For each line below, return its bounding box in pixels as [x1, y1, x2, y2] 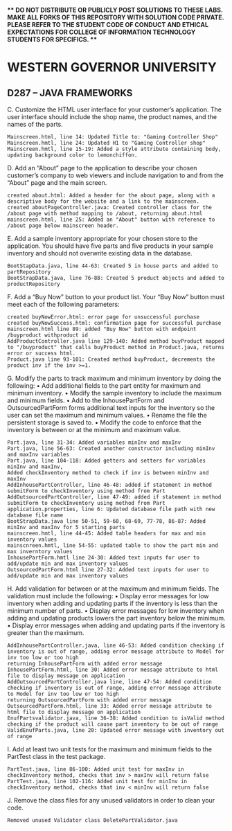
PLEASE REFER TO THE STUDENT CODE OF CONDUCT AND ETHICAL [7, 21, 209, 28]
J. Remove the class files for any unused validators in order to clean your [7, 796, 215, 804]
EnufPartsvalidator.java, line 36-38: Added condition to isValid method [7, 715, 225, 722]
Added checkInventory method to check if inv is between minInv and [7, 470, 209, 476]
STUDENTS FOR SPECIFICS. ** [7, 35, 98, 44]
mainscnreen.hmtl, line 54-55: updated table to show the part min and [7, 542, 218, 549]
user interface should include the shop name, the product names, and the [7, 113, 217, 120]
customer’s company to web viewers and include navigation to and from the [7, 171, 224, 179]
